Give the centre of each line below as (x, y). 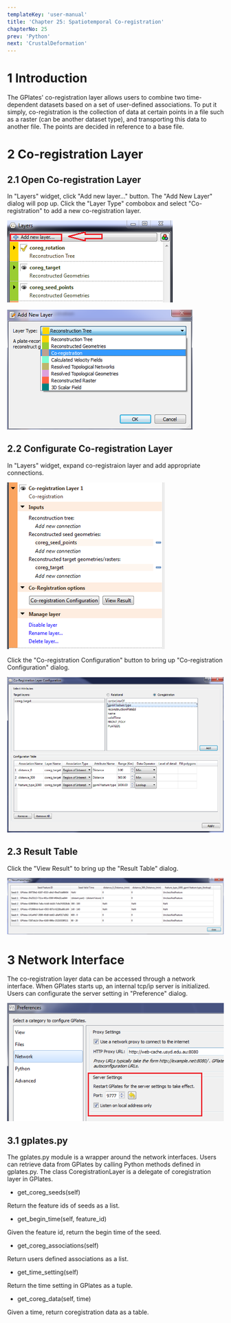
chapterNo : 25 (27, 29)
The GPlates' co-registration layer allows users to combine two (96, 98)
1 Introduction (47, 78)
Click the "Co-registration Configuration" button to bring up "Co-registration (115, 660)
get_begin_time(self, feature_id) (62, 1219)
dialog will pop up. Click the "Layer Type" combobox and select (97, 203)
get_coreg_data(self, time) (54, 1298)
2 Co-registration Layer (75, 154)
